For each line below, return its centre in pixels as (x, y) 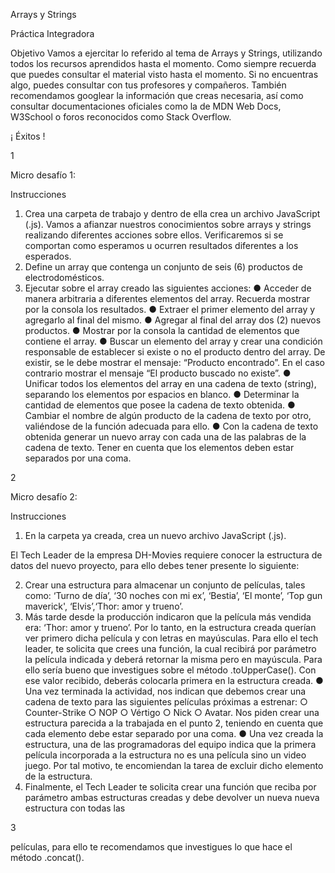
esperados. (48, 256)
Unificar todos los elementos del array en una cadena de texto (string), (170, 383)
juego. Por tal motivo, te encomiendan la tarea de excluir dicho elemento (174, 765)
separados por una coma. (78, 458)
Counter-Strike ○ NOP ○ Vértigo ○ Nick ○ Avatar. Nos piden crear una (172, 712)
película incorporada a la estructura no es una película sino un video (165, 755)
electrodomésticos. (64, 277)
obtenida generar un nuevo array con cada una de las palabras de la (165, 437)
